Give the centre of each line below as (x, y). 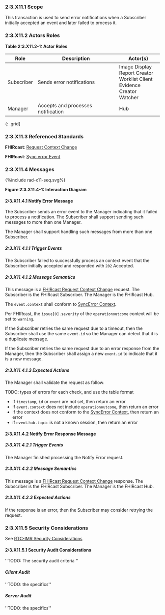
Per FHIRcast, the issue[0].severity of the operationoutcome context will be (82, 314)
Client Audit (18, 572)
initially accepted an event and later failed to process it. (61, 23)
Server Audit (18, 595)
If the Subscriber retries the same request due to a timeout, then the (74, 328)
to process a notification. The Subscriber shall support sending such (74, 217)
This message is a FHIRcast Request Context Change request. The (72, 290)
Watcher (129, 97)
